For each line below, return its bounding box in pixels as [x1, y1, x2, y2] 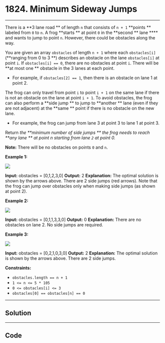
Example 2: [5, 198, 28, 204]
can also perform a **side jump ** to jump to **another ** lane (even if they [5, 100, 159, 106]
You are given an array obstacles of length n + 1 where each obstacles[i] [5, 49, 156, 55]
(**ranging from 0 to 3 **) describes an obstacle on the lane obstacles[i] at [5, 55, 160, 61]
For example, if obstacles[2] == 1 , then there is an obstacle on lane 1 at [12, 75, 158, 81]
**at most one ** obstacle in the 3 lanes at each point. [5, 65, 115, 71]
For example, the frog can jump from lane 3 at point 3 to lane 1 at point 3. [12, 120, 160, 126]
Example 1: [5, 154, 28, 159]
